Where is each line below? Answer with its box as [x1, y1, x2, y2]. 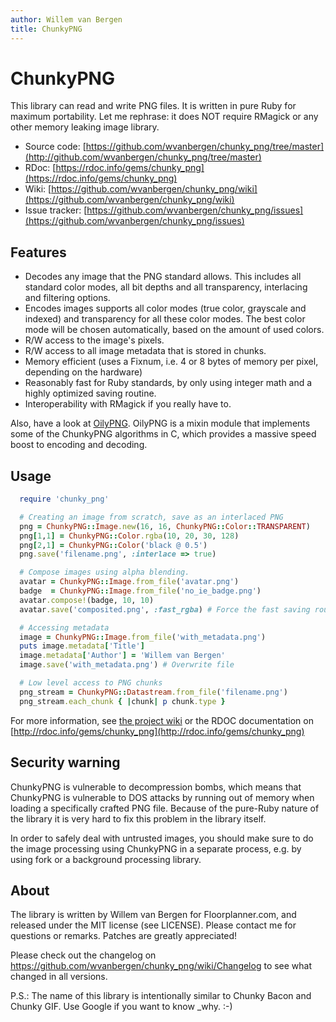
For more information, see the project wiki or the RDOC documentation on [10, 714, 314, 726]
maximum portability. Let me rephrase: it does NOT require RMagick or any [10, 111, 319, 123]
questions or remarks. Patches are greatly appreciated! [10, 930, 238, 942]
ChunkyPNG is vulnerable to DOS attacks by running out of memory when [10, 791, 315, 803]
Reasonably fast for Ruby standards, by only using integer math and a [24, 377, 313, 389]
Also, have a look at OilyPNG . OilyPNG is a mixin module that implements [10, 417, 311, 430]
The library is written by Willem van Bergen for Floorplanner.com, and [10, 909, 297, 921]
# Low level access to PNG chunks [19, 678, 163, 688]
